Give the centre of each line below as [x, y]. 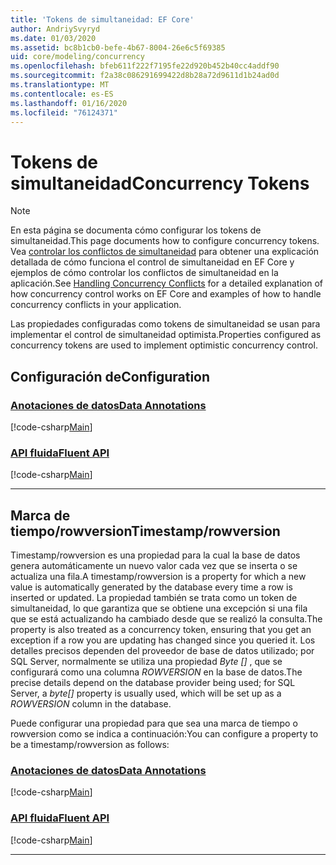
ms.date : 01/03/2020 [53, 38]
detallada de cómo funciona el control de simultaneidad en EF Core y [152, 262]
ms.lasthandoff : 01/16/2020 [69, 103]
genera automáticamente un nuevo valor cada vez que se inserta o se [154, 566]
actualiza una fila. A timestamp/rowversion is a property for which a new [158, 577]
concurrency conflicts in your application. [96, 305]
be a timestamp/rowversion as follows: [90, 745]
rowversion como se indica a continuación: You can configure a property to [164, 734]
